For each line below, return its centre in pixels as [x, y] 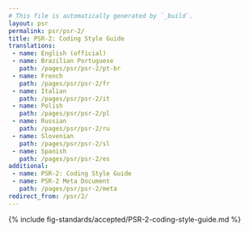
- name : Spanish [39, 151]
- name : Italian [39, 91]
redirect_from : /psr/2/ [49, 196]
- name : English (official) [59, 53]
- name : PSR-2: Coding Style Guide [72, 174]
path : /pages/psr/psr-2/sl [65, 143]
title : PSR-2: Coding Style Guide [67, 38]
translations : [32, 46]
